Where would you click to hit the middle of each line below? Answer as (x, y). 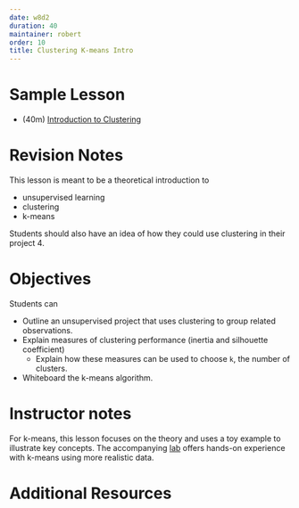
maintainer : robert (46, 34)
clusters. (51, 368)
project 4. (27, 243)
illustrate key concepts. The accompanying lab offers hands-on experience (147, 447)
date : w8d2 (29, 17)
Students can (33, 303)
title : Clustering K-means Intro (71, 51)
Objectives (50, 279)
